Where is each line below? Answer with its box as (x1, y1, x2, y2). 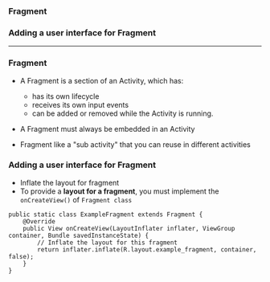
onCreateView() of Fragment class (19, 194, 133, 204)
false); (8, 252, 35, 260)
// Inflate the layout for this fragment (37, 239, 178, 247)
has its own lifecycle (31, 91, 100, 101)
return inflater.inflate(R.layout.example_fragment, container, (37, 245, 257, 254)
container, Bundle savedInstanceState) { (8, 231, 149, 239)
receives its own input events (31, 100, 129, 109)
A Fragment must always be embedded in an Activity (19, 124, 195, 133)
